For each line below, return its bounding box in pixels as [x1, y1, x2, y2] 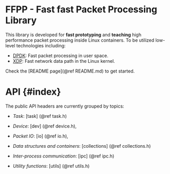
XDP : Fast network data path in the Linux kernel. [12, 58, 116, 64]
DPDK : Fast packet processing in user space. [12, 53, 109, 59]
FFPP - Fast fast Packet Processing [5, 4, 158, 15]
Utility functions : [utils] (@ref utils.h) [12, 163, 90, 169]
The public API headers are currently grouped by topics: [5, 103, 124, 109]
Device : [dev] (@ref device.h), [12, 123, 77, 129]
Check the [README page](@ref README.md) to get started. [5, 68, 135, 74]
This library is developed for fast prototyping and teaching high [5, 31, 142, 38]
